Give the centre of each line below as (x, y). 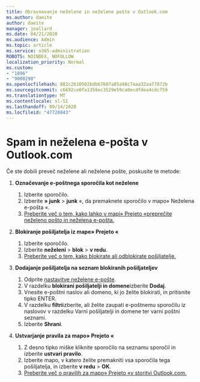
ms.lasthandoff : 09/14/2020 (41, 107)
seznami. (35, 318)
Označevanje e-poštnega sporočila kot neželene (77, 183)
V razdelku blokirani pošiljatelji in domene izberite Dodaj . (95, 286)
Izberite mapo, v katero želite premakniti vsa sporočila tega (97, 360)
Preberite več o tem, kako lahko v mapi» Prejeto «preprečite (98, 214)
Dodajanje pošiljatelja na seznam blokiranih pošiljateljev (86, 268)
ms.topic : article (29, 46)
